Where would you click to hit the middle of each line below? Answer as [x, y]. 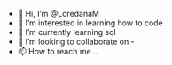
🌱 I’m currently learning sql [67, 32]
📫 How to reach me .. [58, 51]
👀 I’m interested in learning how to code [90, 23]
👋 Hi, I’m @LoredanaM [59, 14]
